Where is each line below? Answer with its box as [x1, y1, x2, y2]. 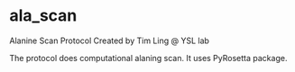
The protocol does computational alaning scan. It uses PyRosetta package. [9, 52, 288, 63]
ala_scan [9, 5, 78, 26]
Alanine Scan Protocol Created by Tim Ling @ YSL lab [9, 35, 210, 46]
